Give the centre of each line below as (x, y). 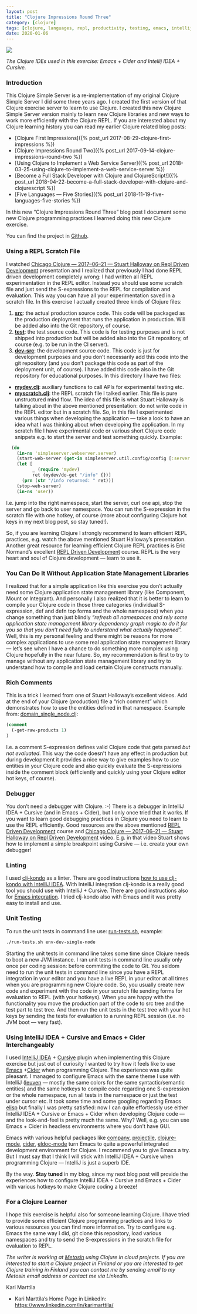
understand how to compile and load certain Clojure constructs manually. (95, 667)
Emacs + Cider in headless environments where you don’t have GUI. (89, 1126)
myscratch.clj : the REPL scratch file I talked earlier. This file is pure (96, 393)
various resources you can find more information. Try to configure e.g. (91, 1227)
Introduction (24, 83)
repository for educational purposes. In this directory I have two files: (98, 375)
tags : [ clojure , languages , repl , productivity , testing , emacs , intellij (99, 28)
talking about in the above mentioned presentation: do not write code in (101, 405)
